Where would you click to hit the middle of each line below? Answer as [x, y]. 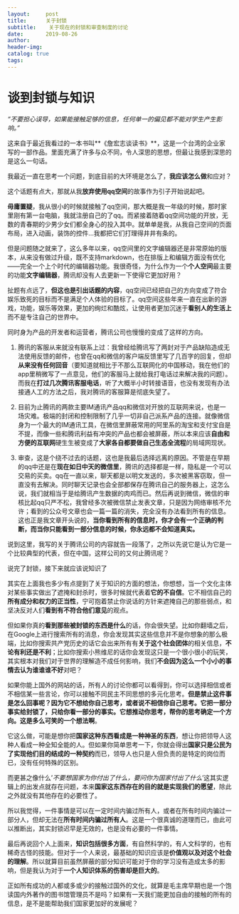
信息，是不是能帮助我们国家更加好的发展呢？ [73, 903]
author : [19, 41]
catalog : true [28, 54]
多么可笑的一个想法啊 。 [67, 720]
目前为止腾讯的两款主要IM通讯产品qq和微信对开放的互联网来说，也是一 [122, 406]
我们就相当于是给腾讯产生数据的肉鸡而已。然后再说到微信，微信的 [127, 493]
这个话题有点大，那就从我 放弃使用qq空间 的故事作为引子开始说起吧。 [108, 191]
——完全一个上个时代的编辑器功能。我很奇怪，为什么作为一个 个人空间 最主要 [119, 266]
